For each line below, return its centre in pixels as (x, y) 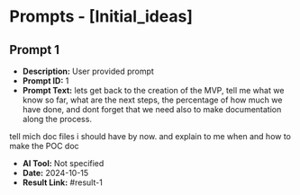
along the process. (57, 119)
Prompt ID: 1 (45, 81)
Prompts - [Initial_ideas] (101, 17)
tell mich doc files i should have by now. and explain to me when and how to (150, 136)
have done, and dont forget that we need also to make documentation (152, 109)
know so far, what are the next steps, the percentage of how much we (152, 100)
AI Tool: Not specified (63, 163)
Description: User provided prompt (88, 71)
